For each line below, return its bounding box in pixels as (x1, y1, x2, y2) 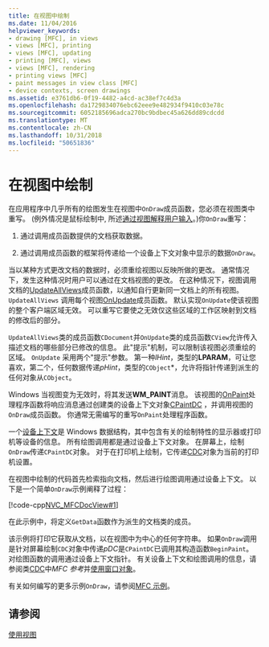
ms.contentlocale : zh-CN (8, 124, 92, 132)
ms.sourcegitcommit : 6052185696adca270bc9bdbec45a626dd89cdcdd (8, 109, 225, 117)
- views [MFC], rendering (8, 64, 95, 72)
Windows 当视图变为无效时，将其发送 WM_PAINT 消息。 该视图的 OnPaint (8, 390, 249, 399)
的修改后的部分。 (8, 315, 65, 326)
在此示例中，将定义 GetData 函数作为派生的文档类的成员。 (8, 517, 196, 526)
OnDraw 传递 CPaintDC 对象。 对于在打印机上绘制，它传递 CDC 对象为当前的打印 (8, 447, 259, 457)
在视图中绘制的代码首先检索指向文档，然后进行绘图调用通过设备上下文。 (8, 474, 247, 484)
